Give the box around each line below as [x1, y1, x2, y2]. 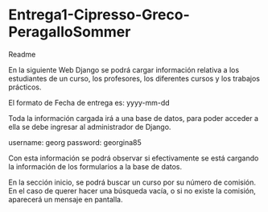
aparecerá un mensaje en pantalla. [8, 194, 123, 204]
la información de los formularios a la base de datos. [8, 161, 183, 171]
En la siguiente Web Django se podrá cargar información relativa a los [8, 64, 240, 74]
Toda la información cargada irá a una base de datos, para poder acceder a [8, 113, 259, 123]
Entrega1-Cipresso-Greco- [8, 6, 191, 24]
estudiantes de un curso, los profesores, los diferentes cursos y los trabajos [8, 73, 260, 83]
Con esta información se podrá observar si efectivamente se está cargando [8, 153, 259, 163]
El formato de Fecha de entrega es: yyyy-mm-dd [8, 98, 171, 107]
